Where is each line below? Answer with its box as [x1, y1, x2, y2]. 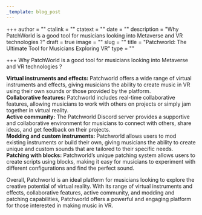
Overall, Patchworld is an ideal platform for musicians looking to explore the [6, 176, 195, 183]
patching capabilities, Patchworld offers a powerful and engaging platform [6, 195, 192, 202]
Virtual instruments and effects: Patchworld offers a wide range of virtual [6, 74, 192, 82]
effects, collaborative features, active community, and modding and [6, 188, 175, 196]
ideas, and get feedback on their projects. [6, 126, 111, 133]
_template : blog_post [6, 8, 61, 15]
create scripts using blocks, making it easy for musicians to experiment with [6, 158, 196, 165]
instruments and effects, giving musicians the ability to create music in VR [6, 81, 191, 88]
